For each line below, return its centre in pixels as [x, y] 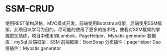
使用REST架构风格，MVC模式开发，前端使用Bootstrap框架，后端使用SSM [81, 23]
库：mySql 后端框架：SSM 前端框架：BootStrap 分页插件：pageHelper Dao [83, 42]
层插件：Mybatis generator [33, 48]
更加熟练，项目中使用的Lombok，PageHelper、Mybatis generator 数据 [83, 35]
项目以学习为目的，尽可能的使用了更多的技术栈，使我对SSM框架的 [87, 29]
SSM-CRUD [30, 9]
